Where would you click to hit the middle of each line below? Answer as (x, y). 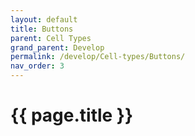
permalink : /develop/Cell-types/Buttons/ (98, 57)
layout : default (44, 19)
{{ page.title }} (72, 115)
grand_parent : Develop (57, 47)
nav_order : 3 (37, 66)
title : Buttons (42, 29)
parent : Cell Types (51, 38)
